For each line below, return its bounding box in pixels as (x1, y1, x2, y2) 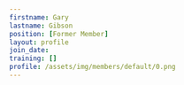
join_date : (9, 46, 50, 55)
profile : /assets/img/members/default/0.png (9, 63, 176, 72)
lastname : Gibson (9, 21, 73, 30)
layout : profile (9, 37, 69, 47)
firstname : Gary (9, 12, 69, 22)
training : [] (9, 54, 57, 63)
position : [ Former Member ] (9, 29, 109, 38)
